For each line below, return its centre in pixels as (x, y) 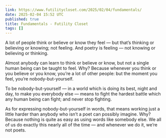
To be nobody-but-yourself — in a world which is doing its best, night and (81, 88)
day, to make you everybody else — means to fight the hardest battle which (83, 94)
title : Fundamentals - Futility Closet (47, 24)
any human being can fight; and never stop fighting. (58, 99)
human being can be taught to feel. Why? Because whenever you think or (81, 68)
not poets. (16, 130)
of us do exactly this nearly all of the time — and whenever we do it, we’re (81, 125)
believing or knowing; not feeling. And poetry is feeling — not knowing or (80, 48)
